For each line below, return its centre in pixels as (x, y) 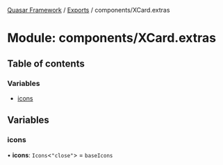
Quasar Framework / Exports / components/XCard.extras (89, 10)
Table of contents (46, 63)
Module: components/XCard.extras (112, 38)
